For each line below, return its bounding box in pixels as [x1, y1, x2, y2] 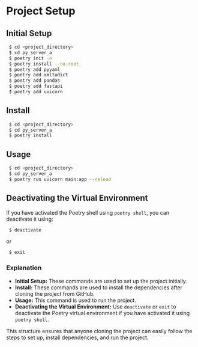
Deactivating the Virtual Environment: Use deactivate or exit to [14, 302, 176, 310]
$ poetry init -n [8, 55, 52, 61]
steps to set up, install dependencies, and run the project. [6, 334, 149, 341]
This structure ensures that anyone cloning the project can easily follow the [6, 327, 193, 334]
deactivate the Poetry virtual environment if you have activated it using [14, 309, 190, 316]
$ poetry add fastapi [8, 83, 63, 90]
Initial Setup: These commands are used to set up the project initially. [14, 277, 188, 284]
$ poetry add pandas [8, 78, 61, 84]
